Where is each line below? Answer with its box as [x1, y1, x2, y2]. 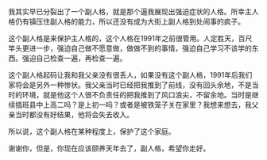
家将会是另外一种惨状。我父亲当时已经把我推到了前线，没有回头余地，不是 [8, 80, 252, 90]
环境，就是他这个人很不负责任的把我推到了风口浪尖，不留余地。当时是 [21, 90, 252, 99]
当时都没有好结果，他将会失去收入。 [14, 110, 133, 119]
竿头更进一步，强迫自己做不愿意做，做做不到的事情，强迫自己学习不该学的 [8, 44, 252, 53]
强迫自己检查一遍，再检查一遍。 [21, 54, 127, 63]
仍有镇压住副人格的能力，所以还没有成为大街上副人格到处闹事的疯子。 [14, 17, 245, 26]
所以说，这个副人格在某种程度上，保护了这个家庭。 [8, 127, 176, 136]
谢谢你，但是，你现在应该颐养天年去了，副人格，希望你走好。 [8, 143, 211, 153]
